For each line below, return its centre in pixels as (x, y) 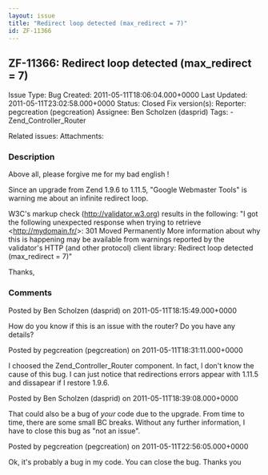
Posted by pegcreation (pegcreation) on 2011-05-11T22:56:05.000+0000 (128, 446)
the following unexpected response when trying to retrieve (105, 222)
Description (32, 157)
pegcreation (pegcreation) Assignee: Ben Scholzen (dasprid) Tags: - (121, 112)
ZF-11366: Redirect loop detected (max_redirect (130, 63)
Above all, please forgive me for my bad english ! (89, 174)
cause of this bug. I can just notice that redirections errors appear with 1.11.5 (133, 374)
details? (21, 335)
